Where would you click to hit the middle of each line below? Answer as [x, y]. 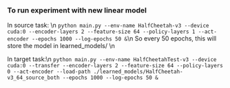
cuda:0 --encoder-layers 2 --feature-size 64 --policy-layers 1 [101, 32]
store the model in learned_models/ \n [61, 46]
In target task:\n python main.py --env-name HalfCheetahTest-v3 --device [112, 59]
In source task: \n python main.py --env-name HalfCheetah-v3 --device [108, 25]
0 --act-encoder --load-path [49, 72]
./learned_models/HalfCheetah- [138, 72]
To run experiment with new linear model [77, 10]
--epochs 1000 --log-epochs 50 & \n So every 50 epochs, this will [124, 38]
